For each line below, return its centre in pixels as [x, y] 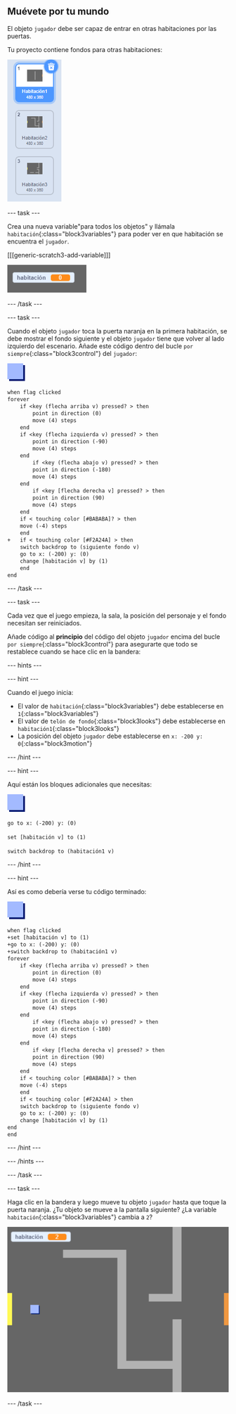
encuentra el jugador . [38, 241]
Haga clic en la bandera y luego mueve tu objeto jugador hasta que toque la [117, 1202]
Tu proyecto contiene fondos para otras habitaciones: [85, 49]
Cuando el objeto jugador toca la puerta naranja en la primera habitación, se [117, 331]
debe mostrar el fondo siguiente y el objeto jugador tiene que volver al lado [116, 338]
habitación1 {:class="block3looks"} [68, 728]
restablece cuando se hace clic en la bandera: [74, 651]
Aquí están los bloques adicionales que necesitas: [80, 784]
